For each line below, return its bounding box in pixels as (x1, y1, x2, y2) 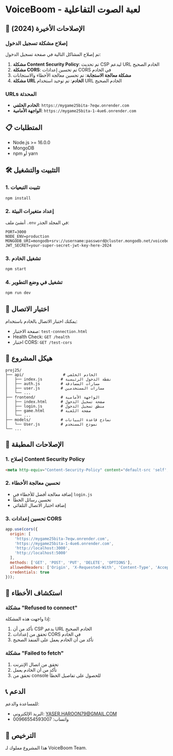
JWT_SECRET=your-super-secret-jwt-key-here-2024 (5, 243, 112, 248)
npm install (5, 196, 31, 201)
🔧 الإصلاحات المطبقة (5, 440, 64, 449)
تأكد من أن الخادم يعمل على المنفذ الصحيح (12, 637, 94, 643)
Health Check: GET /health (12, 333, 70, 340)
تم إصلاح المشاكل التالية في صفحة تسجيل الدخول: (5, 51, 101, 57)
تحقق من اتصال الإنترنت (12, 661, 59, 667)
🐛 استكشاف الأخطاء (5, 588, 63, 597)
